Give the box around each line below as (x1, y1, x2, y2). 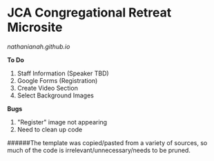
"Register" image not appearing (17, 117, 108, 126)
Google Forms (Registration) (17, 76, 98, 84)
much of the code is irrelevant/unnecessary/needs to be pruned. (7, 146, 191, 154)
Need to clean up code (17, 125, 83, 133)
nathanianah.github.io (7, 42, 70, 50)
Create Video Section (17, 84, 78, 92)
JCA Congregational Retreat (7, 5, 172, 21)
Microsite (7, 19, 63, 35)
